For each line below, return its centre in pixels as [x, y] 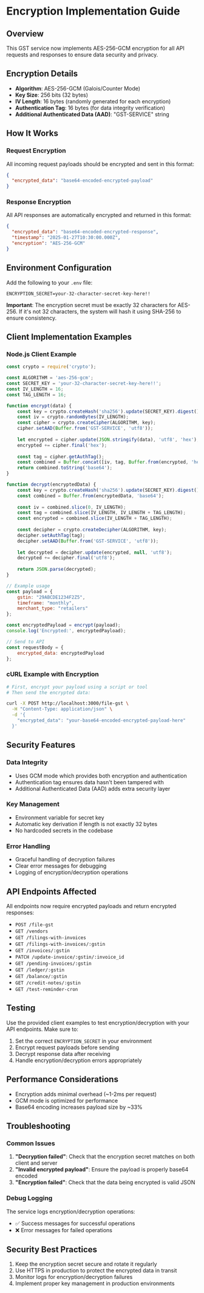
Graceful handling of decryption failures [65, 860]
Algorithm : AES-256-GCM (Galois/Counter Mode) [78, 88]
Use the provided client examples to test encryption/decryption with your [98, 1022]
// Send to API [25, 642]
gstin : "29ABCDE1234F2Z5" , [51, 597]
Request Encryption [36, 151]
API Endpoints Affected [52, 891]
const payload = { [29, 591]
